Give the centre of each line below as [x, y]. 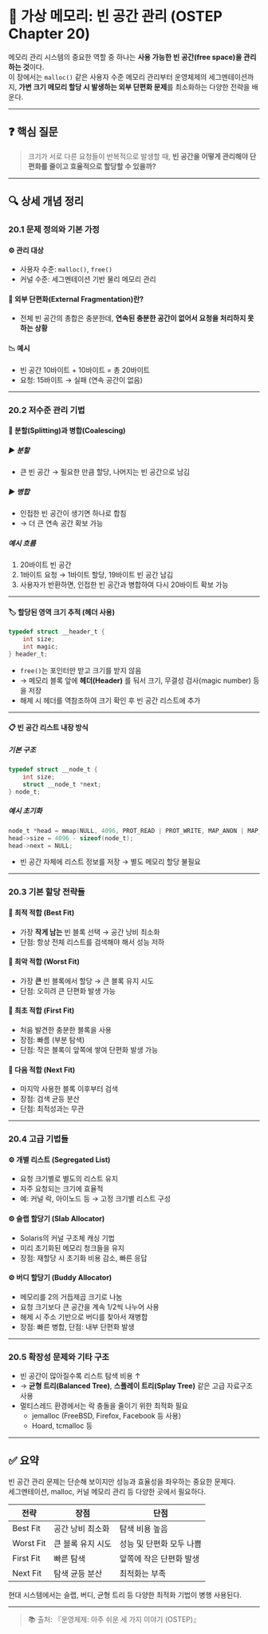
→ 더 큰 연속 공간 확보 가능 [61, 523]
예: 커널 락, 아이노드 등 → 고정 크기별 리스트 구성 [95, 1199]
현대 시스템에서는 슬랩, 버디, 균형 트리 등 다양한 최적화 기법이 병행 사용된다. [125, 1595]
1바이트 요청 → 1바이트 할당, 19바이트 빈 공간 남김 [97, 575]
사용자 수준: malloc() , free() [66, 269]
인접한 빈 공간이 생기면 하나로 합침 [73, 514]
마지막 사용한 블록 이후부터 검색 [69, 1089]
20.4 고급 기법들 [39, 1139]
